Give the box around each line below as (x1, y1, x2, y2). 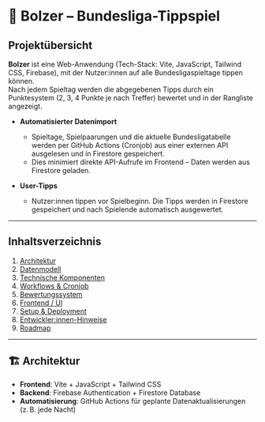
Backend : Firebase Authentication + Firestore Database (19, 387, 201, 398)
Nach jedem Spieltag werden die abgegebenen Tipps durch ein (8, 85, 215, 94)
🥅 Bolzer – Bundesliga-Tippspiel (8, 7, 221, 25)
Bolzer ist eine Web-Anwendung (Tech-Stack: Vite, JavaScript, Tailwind (8, 59, 242, 69)
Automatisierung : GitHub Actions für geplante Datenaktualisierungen (19, 396, 246, 405)
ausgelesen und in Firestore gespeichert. (31, 149, 165, 158)
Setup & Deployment (19, 306, 87, 315)
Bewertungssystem (19, 289, 83, 299)
